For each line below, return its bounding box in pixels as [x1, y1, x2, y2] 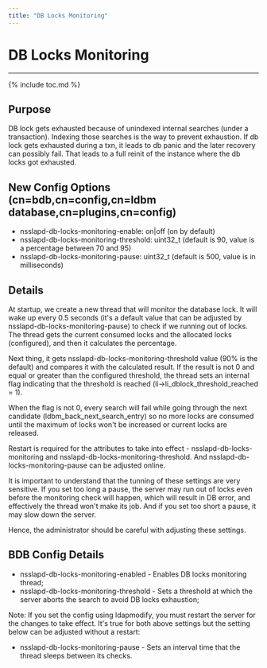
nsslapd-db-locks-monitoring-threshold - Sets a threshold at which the [19, 586, 253, 596]
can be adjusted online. [88, 460, 166, 470]
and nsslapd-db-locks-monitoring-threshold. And [44, 452, 207, 461]
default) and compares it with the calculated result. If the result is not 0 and [8, 363, 255, 371]
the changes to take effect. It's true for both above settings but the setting [8, 618, 250, 628]
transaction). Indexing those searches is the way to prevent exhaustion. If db [8, 132, 259, 142]
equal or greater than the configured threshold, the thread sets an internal [8, 371, 250, 380]
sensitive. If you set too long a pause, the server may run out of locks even [8, 484, 253, 494]
